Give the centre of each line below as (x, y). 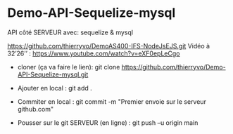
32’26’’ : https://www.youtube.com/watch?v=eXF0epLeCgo (94, 53)
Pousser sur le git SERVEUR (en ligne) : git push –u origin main (108, 122)
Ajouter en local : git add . (55, 88)
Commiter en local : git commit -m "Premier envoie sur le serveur (112, 101)
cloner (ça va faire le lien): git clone (69, 67)
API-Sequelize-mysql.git (53, 74)
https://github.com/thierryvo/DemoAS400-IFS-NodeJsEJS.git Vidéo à (108, 46)
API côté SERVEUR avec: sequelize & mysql (70, 32)
